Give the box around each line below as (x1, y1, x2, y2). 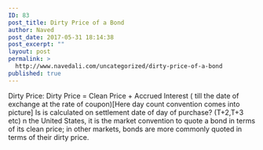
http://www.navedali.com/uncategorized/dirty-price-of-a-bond (15, 62, 223, 70)
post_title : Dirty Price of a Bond (8, 19, 125, 27)
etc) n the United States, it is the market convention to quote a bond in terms (8, 116, 256, 125)
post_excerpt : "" (8, 41, 65, 48)
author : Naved (8, 26, 55, 34)
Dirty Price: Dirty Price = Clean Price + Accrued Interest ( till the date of (8, 91, 239, 100)
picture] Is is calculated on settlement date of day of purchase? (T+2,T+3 (8, 107, 244, 117)
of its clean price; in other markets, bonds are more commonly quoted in (8, 124, 243, 134)
